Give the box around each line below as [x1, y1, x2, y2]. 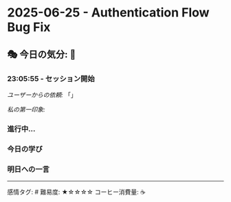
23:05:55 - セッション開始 [7, 74, 95, 83]
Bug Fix [7, 19, 51, 35]
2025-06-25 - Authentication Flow [7, 5, 210, 21]
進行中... [7, 124, 36, 133]
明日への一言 [7, 164, 50, 174]
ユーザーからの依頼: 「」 [7, 91, 77, 99]
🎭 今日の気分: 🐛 [7, 48, 76, 60]
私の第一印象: [7, 105, 46, 113]
